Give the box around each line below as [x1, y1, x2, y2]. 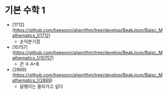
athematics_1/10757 [12, 55, 52, 61]
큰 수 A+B [19, 61, 39, 67]
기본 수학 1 [5, 5, 46, 16]
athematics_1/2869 [12, 77, 51, 83]
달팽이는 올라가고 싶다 [19, 83, 64, 89]
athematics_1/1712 [12, 32, 49, 38]
